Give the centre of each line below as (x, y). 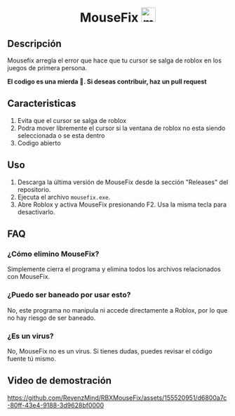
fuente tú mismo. (32, 358)
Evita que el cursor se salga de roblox (72, 120)
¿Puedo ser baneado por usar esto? (69, 295)
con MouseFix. (29, 277)
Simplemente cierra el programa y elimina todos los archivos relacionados (114, 269)
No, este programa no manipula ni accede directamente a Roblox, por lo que (117, 310)
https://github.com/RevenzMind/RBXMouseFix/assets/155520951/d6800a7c (117, 398)
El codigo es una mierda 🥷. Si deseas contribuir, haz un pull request (107, 82)
